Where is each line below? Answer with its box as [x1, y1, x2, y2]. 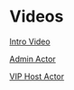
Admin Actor [9, 53, 56, 64]
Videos [9, 6, 64, 27]
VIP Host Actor [9, 70, 65, 82]
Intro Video [9, 36, 51, 47]
